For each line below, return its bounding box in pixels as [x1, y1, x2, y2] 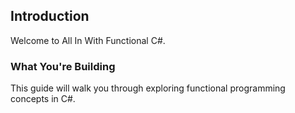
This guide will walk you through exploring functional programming [10, 82, 286, 94]
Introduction [10, 8, 90, 25]
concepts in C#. [10, 93, 76, 105]
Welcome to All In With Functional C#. [10, 34, 166, 46]
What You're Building [10, 59, 116, 73]
